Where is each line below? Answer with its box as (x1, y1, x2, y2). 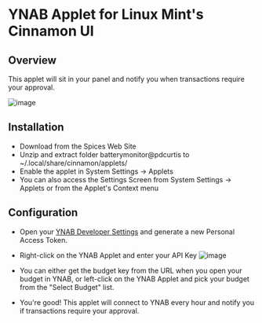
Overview (8, 53, 57, 67)
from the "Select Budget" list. (19, 282, 115, 292)
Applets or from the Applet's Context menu (19, 183, 159, 193)
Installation (8, 120, 64, 134)
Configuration (8, 206, 78, 219)
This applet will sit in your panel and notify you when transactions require (8, 75, 245, 83)
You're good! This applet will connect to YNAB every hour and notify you (19, 297, 255, 307)
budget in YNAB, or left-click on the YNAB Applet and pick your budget (19, 273, 249, 284)
